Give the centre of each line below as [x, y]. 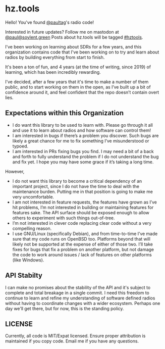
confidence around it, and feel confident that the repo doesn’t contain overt [82, 92]
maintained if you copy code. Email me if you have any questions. [72, 341]
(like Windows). [28, 260]
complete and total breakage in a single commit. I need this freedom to [77, 293]
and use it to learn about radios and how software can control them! [82, 130]
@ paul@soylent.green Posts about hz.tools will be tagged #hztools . [74, 37]
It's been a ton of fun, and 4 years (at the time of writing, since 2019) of [78, 67]
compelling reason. [32, 228]
